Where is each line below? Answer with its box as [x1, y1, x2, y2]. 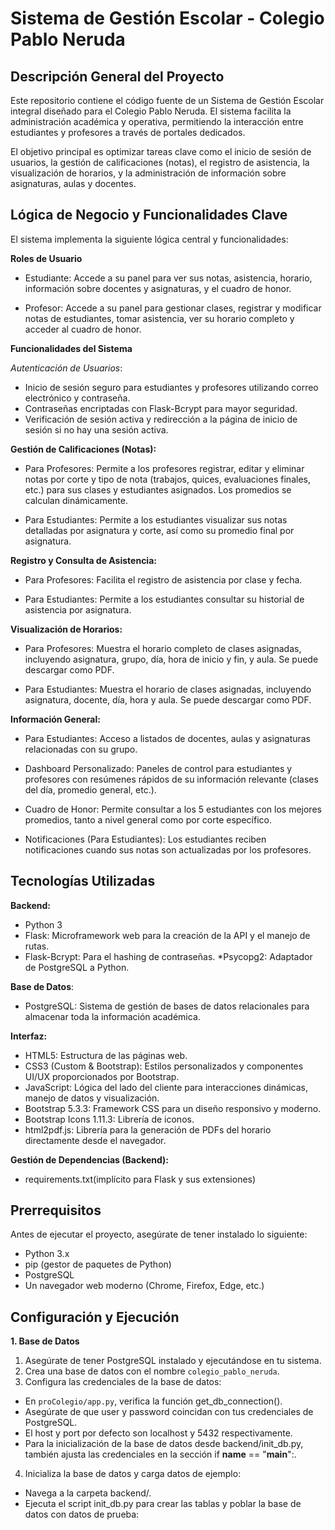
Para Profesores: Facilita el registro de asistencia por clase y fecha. [24, 573, 303, 586]
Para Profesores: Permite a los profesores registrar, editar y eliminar [24, 462, 305, 474]
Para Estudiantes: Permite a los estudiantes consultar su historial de [24, 593, 305, 605]
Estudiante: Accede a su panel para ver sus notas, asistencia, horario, [24, 272, 313, 284]
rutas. [24, 940, 50, 952]
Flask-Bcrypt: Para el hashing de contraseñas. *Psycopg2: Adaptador [24, 950, 313, 962]
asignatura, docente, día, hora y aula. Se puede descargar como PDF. [24, 693, 312, 706]
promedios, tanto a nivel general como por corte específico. [24, 813, 272, 826]
